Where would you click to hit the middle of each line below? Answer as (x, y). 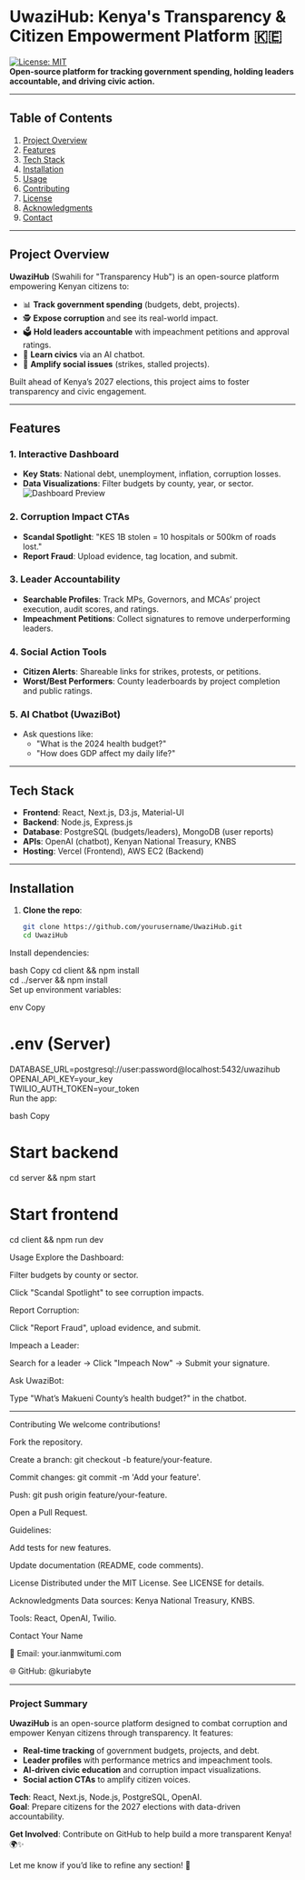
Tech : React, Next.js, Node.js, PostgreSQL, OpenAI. (106, 1796)
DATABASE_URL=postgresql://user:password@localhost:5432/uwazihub (145, 1069)
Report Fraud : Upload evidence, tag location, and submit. (130, 555)
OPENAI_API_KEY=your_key (61, 1078)
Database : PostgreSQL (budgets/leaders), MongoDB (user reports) (148, 832)
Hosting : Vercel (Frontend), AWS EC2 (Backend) (113, 851)
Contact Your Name (46, 1635)
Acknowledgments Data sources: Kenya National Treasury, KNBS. (133, 1600)
